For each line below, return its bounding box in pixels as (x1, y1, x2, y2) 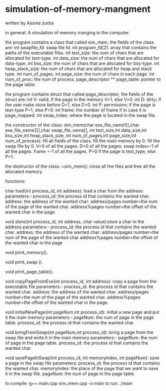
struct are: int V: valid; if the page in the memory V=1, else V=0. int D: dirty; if (5, 96, 162, 102)
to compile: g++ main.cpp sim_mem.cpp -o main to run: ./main (5, 380, 133, 386)
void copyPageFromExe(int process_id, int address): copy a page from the (5, 278, 157, 284)
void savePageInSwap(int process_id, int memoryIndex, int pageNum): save (5, 355, 160, 361)
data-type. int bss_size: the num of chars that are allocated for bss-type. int (5, 60, 160, 66)
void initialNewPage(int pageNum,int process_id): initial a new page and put (5, 309, 160, 315)
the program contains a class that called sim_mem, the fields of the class (5, 39, 154, 45)
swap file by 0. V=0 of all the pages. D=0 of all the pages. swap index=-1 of (5, 143, 159, 149)
